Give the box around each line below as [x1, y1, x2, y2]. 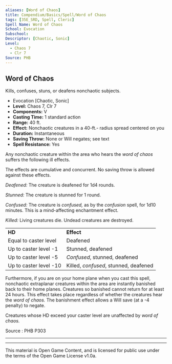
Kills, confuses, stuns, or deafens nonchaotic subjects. [5, 88, 121, 94]
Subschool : [5, 31, 29, 36]
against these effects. [5, 172, 51, 178]
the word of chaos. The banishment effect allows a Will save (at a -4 [5, 297, 149, 303]
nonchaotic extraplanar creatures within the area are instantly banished [5, 280, 156, 287]
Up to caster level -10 [8, 262, 61, 269]
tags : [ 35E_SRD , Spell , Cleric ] [5, 17, 74, 22]
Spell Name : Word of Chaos [5, 22, 63, 27]
